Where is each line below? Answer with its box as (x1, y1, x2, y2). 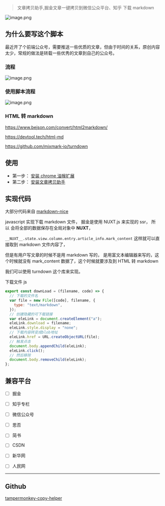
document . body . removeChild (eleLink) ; (9, 357, 87, 362)
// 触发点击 (9, 339, 31, 344)
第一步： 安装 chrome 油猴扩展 (12, 173, 75, 179)
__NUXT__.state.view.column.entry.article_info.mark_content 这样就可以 (5, 236, 156, 241)
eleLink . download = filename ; (9, 321, 71, 326)
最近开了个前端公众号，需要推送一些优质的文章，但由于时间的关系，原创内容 (5, 44, 160, 50)
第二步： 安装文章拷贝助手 (12, 179, 65, 185)
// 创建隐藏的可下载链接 (9, 312, 53, 317)
